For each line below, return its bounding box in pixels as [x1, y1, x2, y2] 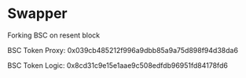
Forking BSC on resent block [7, 30, 100, 40]
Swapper [7, 5, 68, 23]
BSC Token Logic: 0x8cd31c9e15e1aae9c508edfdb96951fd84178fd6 [7, 60, 229, 70]
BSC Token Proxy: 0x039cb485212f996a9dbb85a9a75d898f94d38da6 [7, 45, 239, 55]
